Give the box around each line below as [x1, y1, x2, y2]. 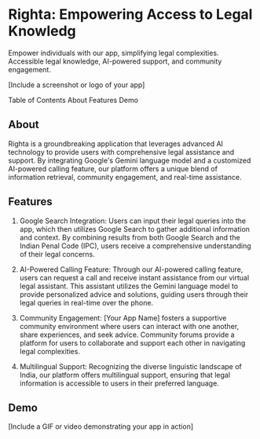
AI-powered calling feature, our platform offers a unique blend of [8, 163, 218, 174]
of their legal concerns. [19, 249, 96, 258]
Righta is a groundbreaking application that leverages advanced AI [8, 139, 224, 148]
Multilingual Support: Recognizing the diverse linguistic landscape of [19, 361, 242, 371]
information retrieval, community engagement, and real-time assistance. [8, 172, 242, 181]
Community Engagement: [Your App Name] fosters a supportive [19, 313, 227, 323]
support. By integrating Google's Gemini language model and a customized [8, 155, 251, 165]
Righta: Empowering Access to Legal [8, 5, 253, 24]
